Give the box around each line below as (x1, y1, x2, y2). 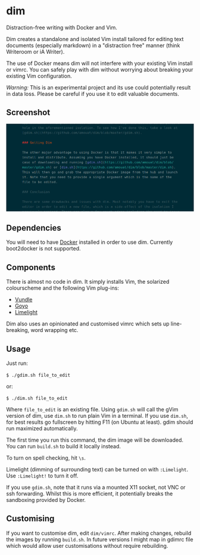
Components (6, 262, 55, 272)
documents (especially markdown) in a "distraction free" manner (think (6, 42, 180, 49)
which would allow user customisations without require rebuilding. (6, 542, 168, 549)
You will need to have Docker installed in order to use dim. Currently (6, 238, 173, 246)
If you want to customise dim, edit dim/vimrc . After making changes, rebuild (6, 529, 192, 537)
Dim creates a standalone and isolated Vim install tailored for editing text (6, 35, 184, 42)
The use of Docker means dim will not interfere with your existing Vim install (6, 60, 193, 67)
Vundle (14, 296, 33, 303)
